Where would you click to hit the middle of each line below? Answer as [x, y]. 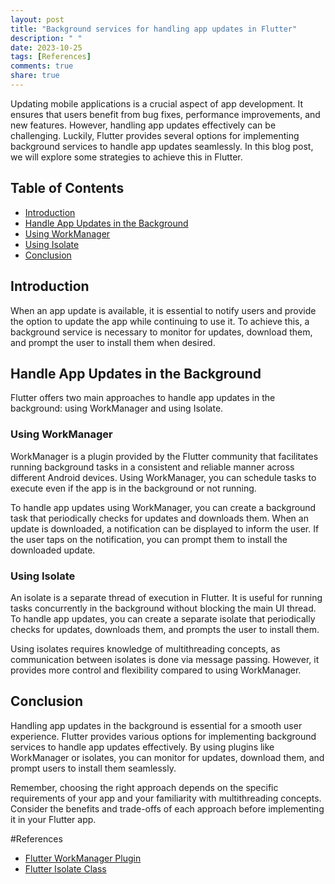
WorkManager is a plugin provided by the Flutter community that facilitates [164, 456]
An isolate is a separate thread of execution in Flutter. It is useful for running [166, 597]
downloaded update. [53, 550]
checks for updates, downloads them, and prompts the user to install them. [165, 629]
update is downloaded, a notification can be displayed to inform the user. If [165, 528]
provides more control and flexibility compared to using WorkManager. [156, 670]
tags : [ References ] [51, 57]
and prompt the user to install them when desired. [113, 342]
